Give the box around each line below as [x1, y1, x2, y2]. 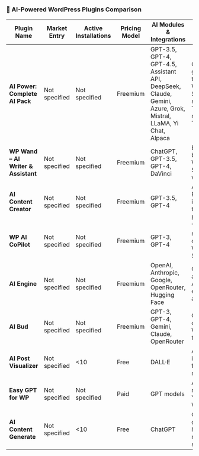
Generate [9, 433, 36, 441]
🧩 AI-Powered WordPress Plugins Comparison [6, 5, 142, 14]
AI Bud [9, 322, 28, 331]
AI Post [9, 354, 30, 363]
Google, [150, 276, 173, 284]
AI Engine [9, 280, 37, 288]
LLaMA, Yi [150, 119, 179, 128]
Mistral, [150, 112, 172, 120]
